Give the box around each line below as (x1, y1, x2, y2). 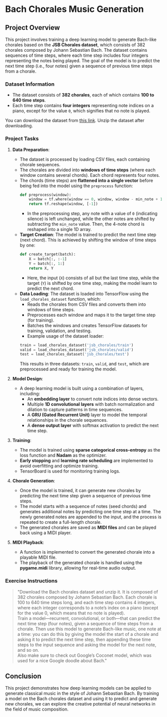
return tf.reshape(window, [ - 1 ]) (29, 202, 98, 207)
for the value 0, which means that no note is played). (17, 610, 125, 616)
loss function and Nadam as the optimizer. (19, 452, 107, 459)
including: (19, 391, 40, 397)
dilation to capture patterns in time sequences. (27, 407, 123, 413)
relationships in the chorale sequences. (27, 417, 108, 423)
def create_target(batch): (19, 252, 76, 257)
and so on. (17, 647, 39, 653)
